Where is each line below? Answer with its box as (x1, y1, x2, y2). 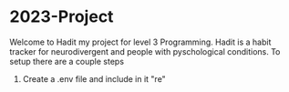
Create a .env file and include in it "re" (22, 73, 166, 84)
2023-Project (9, 6, 114, 27)
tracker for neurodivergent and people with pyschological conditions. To (9, 46, 281, 56)
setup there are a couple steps (9, 56, 125, 66)
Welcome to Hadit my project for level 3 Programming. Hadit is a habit (9, 36, 272, 47)
